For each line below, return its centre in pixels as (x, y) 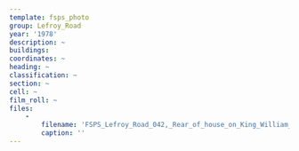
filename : (59, 125)
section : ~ (29, 83)
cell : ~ (24, 91)
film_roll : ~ (33, 100)
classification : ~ (43, 75)
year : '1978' (33, 34)
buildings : (29, 51)
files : (21, 108)
